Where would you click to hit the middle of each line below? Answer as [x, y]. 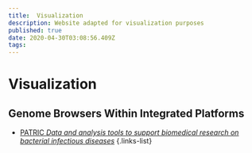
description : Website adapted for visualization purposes [106, 23]
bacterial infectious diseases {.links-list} [86, 141]
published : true [35, 30]
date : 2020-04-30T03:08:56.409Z [62, 38]
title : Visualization [46, 15]
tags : [17, 45]
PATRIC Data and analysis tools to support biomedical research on [129, 132]
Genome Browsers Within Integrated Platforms [126, 113]
